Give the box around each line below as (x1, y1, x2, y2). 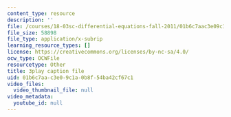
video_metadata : (7, 94, 54, 100)
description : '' (7, 17, 54, 23)
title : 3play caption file (7, 67, 85, 74)
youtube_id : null (13, 100, 63, 107)
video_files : (7, 81, 45, 87)
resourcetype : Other (7, 61, 67, 68)
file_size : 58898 (7, 29, 57, 36)
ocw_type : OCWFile (7, 55, 60, 62)
